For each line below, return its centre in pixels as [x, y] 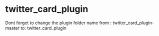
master [12, 28]
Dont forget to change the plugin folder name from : [58, 23]
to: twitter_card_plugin [43, 28]
